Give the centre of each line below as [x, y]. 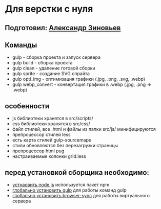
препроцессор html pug [38, 151]
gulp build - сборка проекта [42, 63]
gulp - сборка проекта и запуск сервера [56, 57]
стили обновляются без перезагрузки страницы [65, 146]
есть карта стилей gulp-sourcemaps [52, 140]
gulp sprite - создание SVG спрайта [51, 74]
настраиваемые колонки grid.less [49, 156]
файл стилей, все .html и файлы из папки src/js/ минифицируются [84, 129]
